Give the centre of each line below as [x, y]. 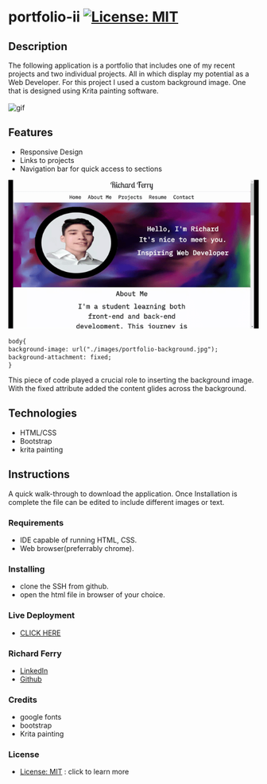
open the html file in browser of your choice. [92, 595]
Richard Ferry [35, 654]
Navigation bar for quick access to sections [91, 169]
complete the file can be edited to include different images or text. [116, 502]
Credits [23, 700]
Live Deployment [42, 615]
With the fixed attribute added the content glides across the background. [127, 389]
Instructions [39, 474]
